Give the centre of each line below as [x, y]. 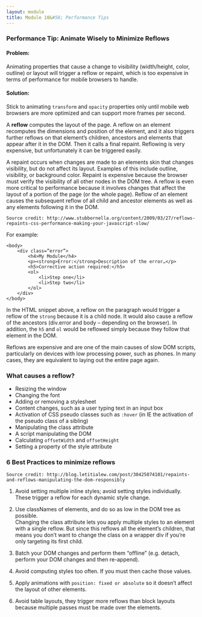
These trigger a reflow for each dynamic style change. [83, 498]
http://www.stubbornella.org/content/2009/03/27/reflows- [121, 218]
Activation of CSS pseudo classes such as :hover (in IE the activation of [104, 415]
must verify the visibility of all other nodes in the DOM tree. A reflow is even [100, 181]
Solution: [18, 93]
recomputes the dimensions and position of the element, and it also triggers [100, 131]
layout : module [25, 12]
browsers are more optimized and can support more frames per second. [96, 113]
